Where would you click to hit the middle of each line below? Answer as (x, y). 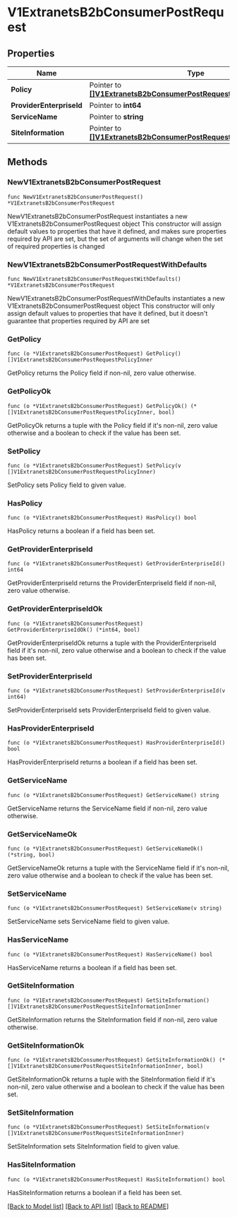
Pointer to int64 (115, 105)
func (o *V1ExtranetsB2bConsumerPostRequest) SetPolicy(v (94, 466)
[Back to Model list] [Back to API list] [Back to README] (88, 1206)
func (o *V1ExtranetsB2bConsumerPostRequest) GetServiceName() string (113, 795)
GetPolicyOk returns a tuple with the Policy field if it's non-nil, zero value (113, 425)
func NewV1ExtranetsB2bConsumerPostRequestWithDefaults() (94, 279)
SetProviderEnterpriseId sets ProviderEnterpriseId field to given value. (109, 710)
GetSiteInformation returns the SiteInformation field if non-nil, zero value (113, 1019)
